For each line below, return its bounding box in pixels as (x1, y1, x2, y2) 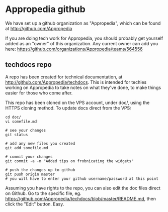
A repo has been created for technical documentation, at (5, 74, 123, 80)
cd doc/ (5, 115, 22, 120)
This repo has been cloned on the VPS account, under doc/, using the (5, 99, 150, 105)
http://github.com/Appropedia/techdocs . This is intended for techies (5, 79, 147, 85)
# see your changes (5, 128, 46, 133)
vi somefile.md (5, 119, 37, 124)
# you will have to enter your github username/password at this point (5, 176, 158, 181)
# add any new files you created (5, 141, 75, 146)
